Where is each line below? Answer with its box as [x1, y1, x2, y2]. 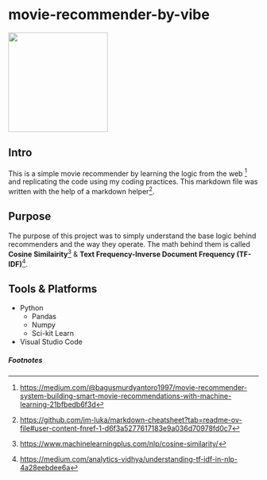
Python [19, 303, 44, 312]
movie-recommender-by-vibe [8, 6, 211, 24]
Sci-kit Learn [31, 329, 74, 338]
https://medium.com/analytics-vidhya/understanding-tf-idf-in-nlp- [19, 454, 238, 463]
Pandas [31, 312, 57, 321]
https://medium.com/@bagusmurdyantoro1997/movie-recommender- [19, 382, 248, 392]
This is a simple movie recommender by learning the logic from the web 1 [8, 167, 248, 178]
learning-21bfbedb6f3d [19, 400, 97, 409]
